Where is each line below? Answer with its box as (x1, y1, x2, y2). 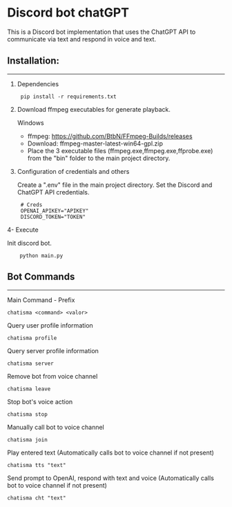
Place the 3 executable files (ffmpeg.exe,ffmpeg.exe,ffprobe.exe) (27, 146, 213, 155)
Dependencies (17, 79, 59, 88)
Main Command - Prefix (7, 295, 75, 304)
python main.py (19, 252, 64, 259)
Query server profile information (7, 346, 99, 355)
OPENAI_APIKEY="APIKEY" (20, 207, 89, 215)
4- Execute (7, 226, 39, 234)
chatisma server (7, 360, 54, 367)
